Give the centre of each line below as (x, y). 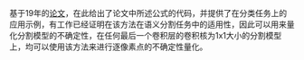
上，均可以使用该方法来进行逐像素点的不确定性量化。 (109, 47)
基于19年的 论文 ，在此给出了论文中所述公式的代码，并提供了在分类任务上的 (148, 13)
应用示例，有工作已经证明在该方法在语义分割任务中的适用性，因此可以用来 (148, 24)
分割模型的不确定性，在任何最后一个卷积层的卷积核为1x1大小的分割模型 (149, 35)
